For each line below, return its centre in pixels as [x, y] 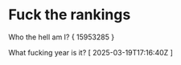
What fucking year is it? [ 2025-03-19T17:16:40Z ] [90, 52]
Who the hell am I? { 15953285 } [62, 37]
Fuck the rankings [70, 15]
